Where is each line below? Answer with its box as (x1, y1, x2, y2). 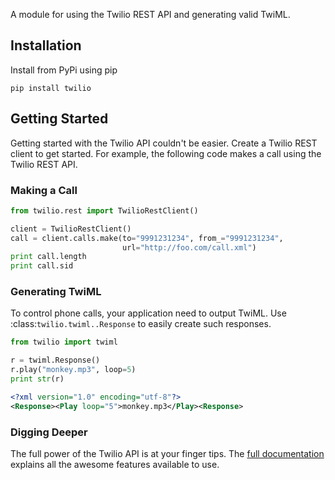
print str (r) (10, 374, 65, 384)
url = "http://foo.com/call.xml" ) (121, 242, 257, 253)
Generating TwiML (10, 285, 102, 299)
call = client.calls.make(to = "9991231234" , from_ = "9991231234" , (10, 233, 284, 243)
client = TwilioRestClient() (10, 224, 132, 234)
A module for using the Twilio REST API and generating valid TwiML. (10, 9, 291, 20)
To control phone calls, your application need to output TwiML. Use (10, 307, 287, 319)
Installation (10, 37, 82, 54)
